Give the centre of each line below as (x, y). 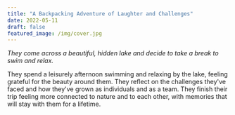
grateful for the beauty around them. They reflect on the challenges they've (117, 82)
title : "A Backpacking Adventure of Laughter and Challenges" (100, 14)
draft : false (26, 27)
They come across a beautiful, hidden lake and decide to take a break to (113, 53)
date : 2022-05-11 (33, 20)
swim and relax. (31, 61)
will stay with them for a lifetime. (54, 104)
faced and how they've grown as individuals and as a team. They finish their (118, 89)
